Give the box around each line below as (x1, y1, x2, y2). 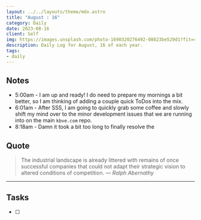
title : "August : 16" (6, 14, 60, 20)
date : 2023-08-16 (6, 25, 50, 32)
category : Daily (6, 20, 47, 26)
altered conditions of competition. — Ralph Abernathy (20, 169, 154, 177)
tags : (6, 48, 20, 54)
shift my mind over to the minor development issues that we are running (14, 110, 193, 117)
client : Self (6, 31, 39, 37)
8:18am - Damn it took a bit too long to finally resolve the (14, 123, 154, 131)
